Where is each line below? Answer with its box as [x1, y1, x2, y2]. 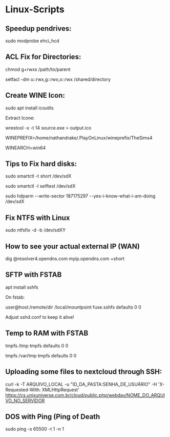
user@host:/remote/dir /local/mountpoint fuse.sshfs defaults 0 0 [5, 304, 142, 310]
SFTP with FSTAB [5, 270, 62, 279]
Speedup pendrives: [5, 24, 72, 33]
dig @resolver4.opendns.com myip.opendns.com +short [5, 256, 124, 262]
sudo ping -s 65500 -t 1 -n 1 [5, 426, 64, 432]
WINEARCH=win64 [5, 144, 46, 151]
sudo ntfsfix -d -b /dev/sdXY [5, 227, 66, 233]
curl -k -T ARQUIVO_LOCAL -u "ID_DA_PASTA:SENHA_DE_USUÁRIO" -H [5, 381, 157, 387]
